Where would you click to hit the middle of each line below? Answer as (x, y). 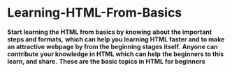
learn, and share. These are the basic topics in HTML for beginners (106, 61)
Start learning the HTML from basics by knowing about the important (109, 32)
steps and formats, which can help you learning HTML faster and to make (116, 39)
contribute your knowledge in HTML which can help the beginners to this (116, 54)
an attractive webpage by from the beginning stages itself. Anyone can (113, 46)
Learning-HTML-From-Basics (95, 13)
